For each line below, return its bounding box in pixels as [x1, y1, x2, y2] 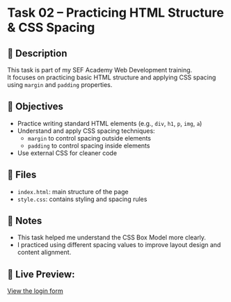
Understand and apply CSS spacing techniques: [17, 127, 155, 135]
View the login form [7, 287, 64, 295]
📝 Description [7, 47, 67, 59]
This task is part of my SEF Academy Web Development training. [7, 66, 193, 74]
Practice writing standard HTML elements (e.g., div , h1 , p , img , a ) [17, 119, 202, 127]
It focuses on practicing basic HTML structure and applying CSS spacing [7, 73, 216, 81]
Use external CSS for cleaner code [17, 148, 117, 157]
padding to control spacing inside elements [27, 141, 150, 150]
